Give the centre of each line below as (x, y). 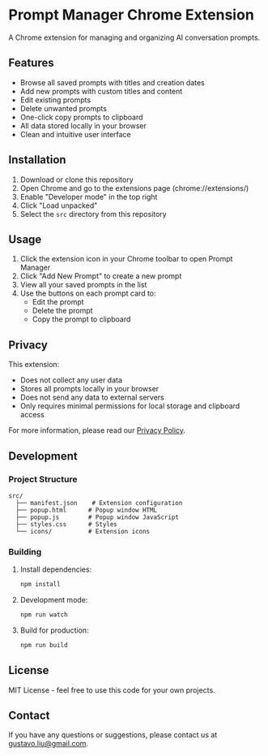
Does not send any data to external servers (92, 397)
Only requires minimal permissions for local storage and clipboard (130, 406)
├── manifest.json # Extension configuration (99, 503)
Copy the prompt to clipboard (81, 319)
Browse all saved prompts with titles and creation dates (112, 82)
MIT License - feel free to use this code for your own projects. (112, 690)
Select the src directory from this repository (94, 214)
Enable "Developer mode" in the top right (89, 197)
